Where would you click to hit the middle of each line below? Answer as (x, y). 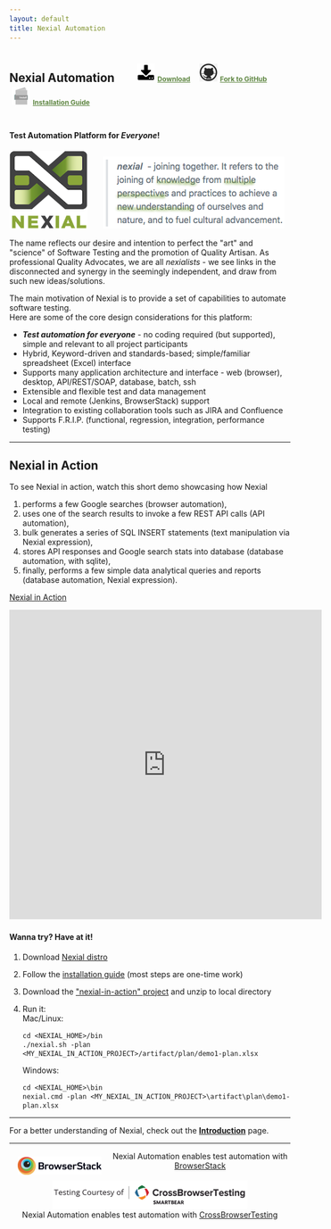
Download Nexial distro (65, 957)
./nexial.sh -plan (56, 1044)
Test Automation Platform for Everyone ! (85, 135)
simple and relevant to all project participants (105, 344)
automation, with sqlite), (66, 561)
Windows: (41, 1070)
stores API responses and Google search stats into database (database (153, 552)
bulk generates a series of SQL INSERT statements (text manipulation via (156, 533)
